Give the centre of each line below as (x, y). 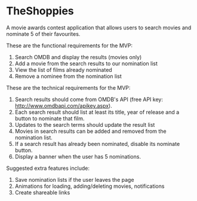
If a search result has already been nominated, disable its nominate (97, 144)
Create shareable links (42, 192)
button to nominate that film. (50, 118)
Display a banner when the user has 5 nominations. (78, 156)
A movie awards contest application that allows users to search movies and (99, 28)
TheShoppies (40, 11)
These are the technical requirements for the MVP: (68, 87)
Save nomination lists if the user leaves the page (74, 179)
